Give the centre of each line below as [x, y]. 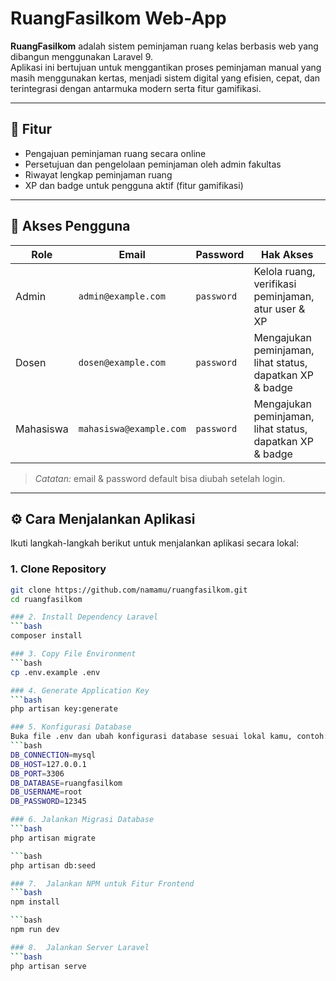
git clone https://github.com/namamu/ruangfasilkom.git [129, 590]
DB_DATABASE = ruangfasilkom [66, 783]
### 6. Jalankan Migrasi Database [82, 820]
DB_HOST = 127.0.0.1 [48, 764]
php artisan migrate [53, 838]
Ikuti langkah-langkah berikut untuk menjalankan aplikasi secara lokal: [154, 543]
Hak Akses [287, 254]
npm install [35, 902]
